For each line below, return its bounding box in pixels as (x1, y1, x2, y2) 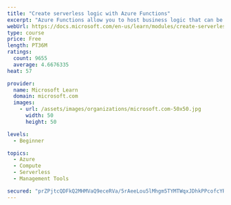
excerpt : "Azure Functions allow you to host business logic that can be (7, 17, 223, 23)
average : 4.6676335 (13, 61, 69, 68)
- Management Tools (13, 175, 69, 182)
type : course (7, 29, 45, 36)
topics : (7, 149, 30, 157)
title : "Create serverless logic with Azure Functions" (7, 10, 170, 17)
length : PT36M (7, 42, 48, 49)
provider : (7, 80, 36, 87)
